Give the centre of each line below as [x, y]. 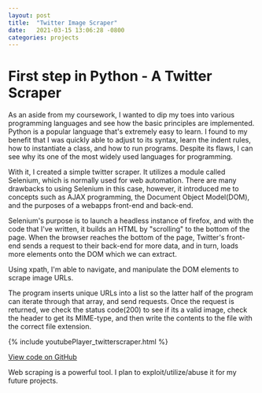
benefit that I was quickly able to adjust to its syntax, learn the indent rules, [130, 140]
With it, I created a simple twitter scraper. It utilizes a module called [117, 172]
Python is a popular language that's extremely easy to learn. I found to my [128, 132]
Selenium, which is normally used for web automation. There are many [122, 180]
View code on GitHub [42, 357]
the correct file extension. [50, 327]
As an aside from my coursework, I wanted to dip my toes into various [121, 115]
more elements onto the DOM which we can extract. [92, 254]
